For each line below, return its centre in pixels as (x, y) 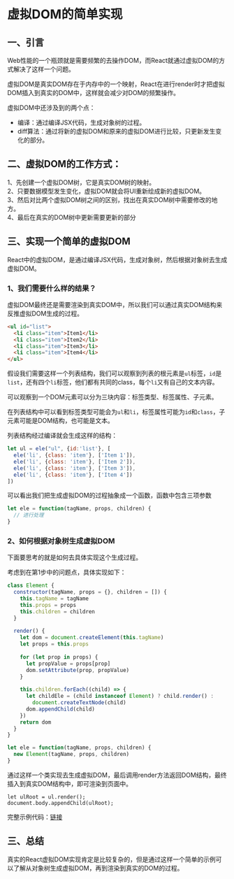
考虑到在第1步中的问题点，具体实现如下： (67, 572)
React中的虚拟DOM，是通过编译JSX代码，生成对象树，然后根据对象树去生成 (117, 259)
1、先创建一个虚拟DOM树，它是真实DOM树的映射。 (81, 182)
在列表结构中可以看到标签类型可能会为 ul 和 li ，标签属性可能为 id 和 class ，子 (116, 412)
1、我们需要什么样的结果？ (52, 288)
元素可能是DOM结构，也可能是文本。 (60, 421)
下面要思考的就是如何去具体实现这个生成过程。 (74, 557)
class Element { (31, 586)
